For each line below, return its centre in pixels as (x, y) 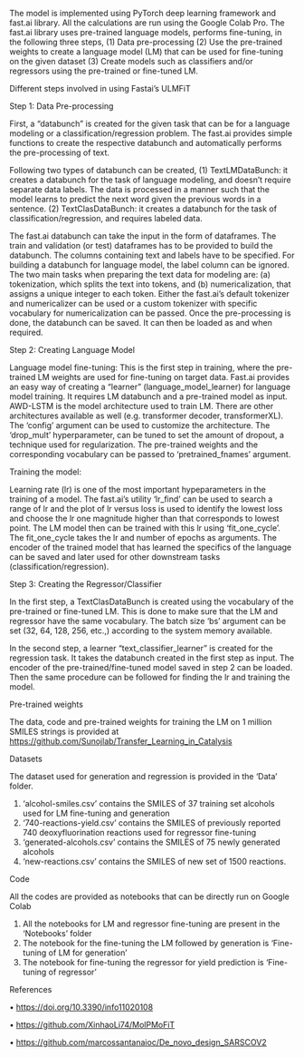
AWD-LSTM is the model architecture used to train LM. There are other (142, 406)
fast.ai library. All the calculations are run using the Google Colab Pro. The (147, 23)
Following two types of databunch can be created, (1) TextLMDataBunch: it (148, 170)
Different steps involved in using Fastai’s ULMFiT (100, 88)
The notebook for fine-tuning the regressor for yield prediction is (143, 962)
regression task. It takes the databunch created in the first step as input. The (152, 658)
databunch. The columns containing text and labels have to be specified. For (152, 255)
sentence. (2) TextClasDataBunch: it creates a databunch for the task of (143, 209)
